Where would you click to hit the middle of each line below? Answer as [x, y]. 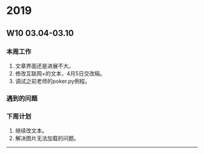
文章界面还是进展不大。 [44, 66]
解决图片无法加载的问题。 [47, 138]
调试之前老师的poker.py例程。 [53, 81]
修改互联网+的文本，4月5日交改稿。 [60, 73]
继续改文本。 [31, 131]
